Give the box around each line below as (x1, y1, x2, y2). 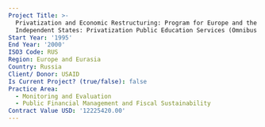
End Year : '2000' (8, 41, 66, 49)
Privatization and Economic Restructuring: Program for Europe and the (15, 19, 258, 27)
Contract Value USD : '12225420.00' (8, 107, 126, 115)
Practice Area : (8, 84, 59, 93)
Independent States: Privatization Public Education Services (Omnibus (15, 26, 258, 34)
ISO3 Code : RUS (8, 48, 59, 56)
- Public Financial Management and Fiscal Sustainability (15, 99, 212, 107)
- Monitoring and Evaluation (15, 92, 112, 100)
